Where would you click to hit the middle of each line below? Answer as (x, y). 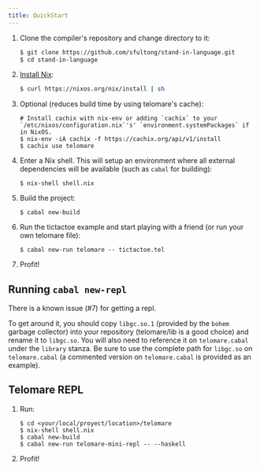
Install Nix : (37, 75)
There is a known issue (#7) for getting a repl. (82, 309)
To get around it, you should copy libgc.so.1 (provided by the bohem (119, 324)
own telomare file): (50, 235)
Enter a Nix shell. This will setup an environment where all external (127, 161)
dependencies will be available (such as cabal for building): (116, 169)
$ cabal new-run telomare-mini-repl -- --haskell (103, 444)
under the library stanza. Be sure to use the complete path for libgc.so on (130, 349)
